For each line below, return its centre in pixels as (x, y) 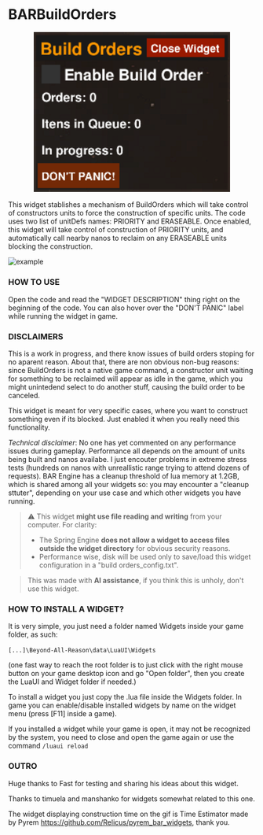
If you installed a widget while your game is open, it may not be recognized (130, 729)
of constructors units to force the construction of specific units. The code (127, 213)
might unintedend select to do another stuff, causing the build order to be (127, 386)
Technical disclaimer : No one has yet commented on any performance (122, 442)
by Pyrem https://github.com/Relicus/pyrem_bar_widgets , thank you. (119, 822)
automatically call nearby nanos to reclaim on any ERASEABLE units (118, 238)
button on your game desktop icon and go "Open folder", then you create (126, 674)
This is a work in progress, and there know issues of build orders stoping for (131, 353)
